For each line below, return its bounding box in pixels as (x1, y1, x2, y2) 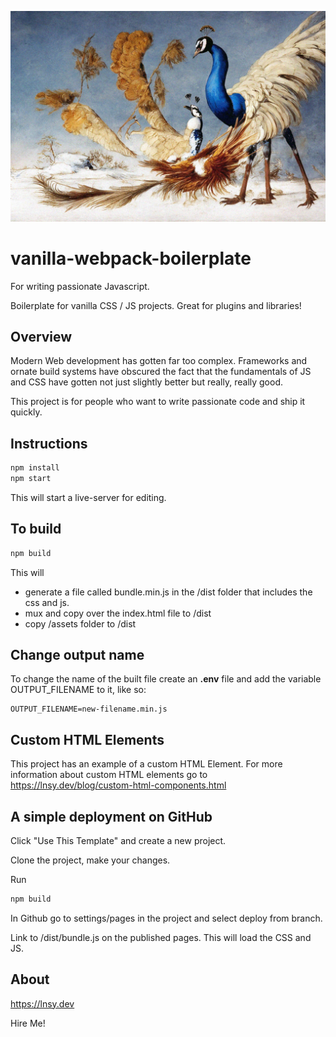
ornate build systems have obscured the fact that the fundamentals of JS (10, 366, 312, 378)
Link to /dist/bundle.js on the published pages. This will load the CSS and (10, 931, 312, 943)
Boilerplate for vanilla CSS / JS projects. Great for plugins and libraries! (10, 299, 302, 311)
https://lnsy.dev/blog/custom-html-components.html (10, 779, 227, 791)
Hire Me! (10, 1017, 46, 1029)
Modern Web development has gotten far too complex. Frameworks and (10, 355, 308, 367)
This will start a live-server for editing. (10, 491, 167, 503)
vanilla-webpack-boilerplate (10, 247, 252, 270)
